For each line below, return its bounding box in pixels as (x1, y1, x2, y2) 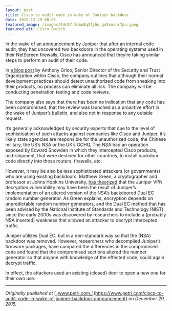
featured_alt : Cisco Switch (5, 27, 66, 32)
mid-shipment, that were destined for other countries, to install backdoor (5, 153, 159, 159)
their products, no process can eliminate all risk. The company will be (5, 83, 152, 90)
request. (5, 115, 23, 121)
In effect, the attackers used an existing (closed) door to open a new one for (5, 270, 166, 276)
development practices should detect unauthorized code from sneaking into (5, 78, 166, 84)
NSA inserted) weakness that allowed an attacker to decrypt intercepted (5, 217, 158, 224)
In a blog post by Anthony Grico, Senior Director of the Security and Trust (5, 67, 160, 74)
